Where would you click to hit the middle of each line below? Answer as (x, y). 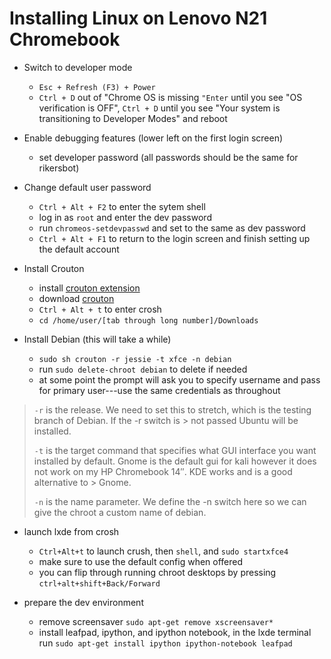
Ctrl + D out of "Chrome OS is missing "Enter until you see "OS (170, 97)
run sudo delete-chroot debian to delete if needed (143, 369)
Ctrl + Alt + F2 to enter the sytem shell (122, 206)
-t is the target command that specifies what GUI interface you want (175, 450)
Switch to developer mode (78, 67)
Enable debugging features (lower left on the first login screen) (153, 138)
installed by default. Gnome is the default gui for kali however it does (175, 461)
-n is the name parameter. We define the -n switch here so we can (170, 501)
